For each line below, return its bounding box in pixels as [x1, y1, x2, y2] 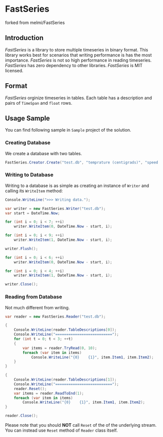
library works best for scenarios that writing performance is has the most [5, 52, 152, 58]
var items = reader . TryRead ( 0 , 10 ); [22, 345, 97, 350]
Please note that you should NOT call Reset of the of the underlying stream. [5, 422, 157, 428]
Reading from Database [5, 294, 62, 300]
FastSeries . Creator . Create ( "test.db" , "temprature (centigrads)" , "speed [5, 160, 159, 165]
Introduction [5, 34, 44, 42]
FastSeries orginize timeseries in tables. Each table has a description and [5, 94, 152, 101]
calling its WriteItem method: [5, 187, 63, 194]
